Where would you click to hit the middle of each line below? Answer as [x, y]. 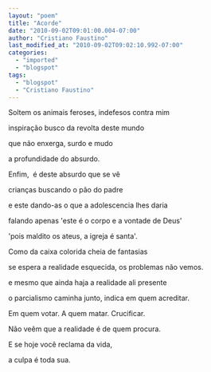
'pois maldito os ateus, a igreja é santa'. [73, 236]
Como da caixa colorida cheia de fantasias [78, 251]
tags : [17, 75]
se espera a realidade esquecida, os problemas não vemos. [106, 267]
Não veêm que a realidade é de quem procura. [85, 329]
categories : [28, 53]
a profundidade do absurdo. [54, 159]
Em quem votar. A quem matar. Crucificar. [77, 314]
